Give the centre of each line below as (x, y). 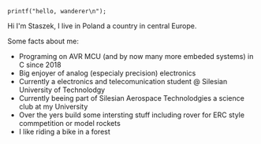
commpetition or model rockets (70, 123)
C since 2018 (40, 65)
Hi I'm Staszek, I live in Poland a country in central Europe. (102, 26)
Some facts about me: (43, 41)
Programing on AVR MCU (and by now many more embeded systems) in (136, 56)
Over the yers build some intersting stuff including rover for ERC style (132, 115)
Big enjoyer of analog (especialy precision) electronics (107, 73)
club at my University (53, 107)
